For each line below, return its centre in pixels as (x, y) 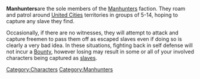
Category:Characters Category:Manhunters (60, 69)
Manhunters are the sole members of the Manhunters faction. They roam (96, 9)
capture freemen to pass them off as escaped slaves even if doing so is (94, 39)
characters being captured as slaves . (52, 58)
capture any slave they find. (40, 21)
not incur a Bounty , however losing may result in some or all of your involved (100, 52)
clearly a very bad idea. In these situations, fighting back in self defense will (99, 45)
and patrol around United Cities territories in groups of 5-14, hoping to (92, 15)
